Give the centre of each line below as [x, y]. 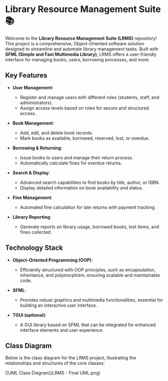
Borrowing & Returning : [37, 148]
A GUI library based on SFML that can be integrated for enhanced [88, 325]
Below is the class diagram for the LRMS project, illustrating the [71, 358]
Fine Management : [32, 198]
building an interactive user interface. [58, 305]
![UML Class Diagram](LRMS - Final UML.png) [53, 373]
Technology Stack [34, 248]
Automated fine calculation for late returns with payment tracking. [88, 207]
